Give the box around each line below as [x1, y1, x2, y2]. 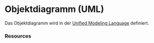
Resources [4, 32, 31, 39]
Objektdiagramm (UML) [4, 3, 104, 15]
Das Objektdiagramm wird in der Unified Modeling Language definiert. [4, 20, 149, 26]
